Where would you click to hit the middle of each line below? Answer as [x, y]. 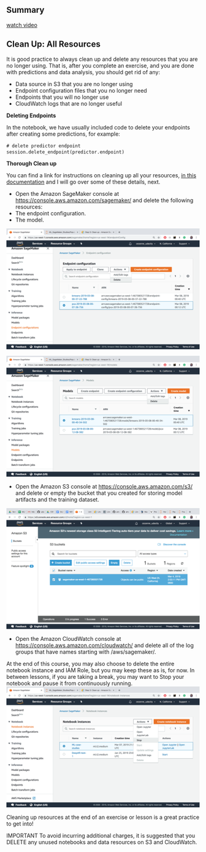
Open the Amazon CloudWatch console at [68, 638]
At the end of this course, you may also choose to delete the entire [90, 664]
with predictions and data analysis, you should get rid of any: [83, 72]
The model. [30, 220]
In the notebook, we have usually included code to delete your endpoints [98, 127]
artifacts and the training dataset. [57, 499]
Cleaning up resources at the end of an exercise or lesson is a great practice [103, 817]
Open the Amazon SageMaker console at [67, 193]
